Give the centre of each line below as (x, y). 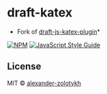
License (24, 67)
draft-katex (40, 13)
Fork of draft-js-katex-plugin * (59, 32)
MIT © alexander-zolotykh (44, 83)
